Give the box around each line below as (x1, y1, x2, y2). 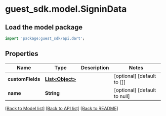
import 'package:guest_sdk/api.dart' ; (5, 36, 85, 41)
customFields (7, 75, 41, 82)
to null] (113, 92, 130, 99)
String (45, 89, 60, 96)
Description (81, 64, 109, 71)
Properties (5, 50, 39, 58)
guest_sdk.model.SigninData (5, 3, 127, 15)
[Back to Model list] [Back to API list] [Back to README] (5, 105, 119, 111)
